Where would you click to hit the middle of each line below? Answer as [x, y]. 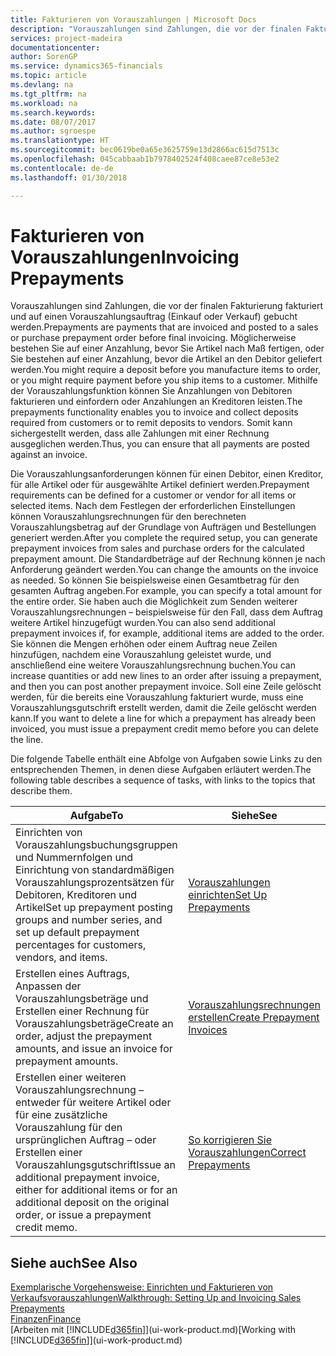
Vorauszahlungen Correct [247, 1153]
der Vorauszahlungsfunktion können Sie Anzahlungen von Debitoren [151, 391]
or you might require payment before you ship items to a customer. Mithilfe [164, 380]
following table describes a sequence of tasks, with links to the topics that [163, 780]
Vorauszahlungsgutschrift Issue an [95, 1165]
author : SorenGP [44, 57]
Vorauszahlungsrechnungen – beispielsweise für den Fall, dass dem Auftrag [166, 612]
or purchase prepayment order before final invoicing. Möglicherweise [153, 338]
